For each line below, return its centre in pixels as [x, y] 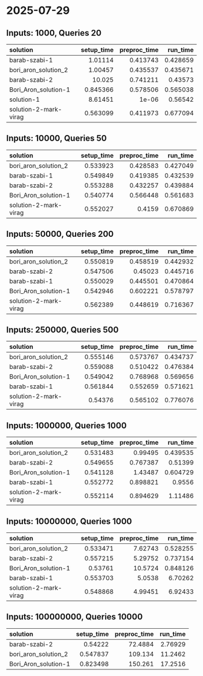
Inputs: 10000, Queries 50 [56, 138]
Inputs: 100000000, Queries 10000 [75, 617]
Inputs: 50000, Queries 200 [60, 234]
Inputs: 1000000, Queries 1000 [66, 426]
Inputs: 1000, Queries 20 [54, 33]
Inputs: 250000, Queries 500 [63, 330]
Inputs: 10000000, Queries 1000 [69, 521]
